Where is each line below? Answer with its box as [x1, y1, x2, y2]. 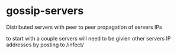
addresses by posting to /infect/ [6, 41, 84, 48]
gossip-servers [6, 4, 84, 18]
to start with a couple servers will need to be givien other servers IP [6, 35, 171, 42]
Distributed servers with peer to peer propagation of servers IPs [6, 23, 162, 31]
